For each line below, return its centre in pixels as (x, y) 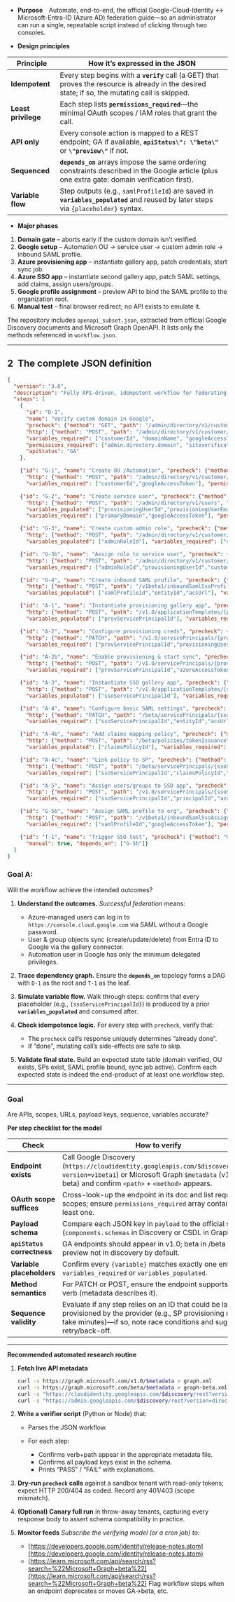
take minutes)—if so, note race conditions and (138, 1321)
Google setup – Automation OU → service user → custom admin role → (120, 247)
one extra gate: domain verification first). (127, 180)
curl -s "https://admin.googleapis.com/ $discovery (93, 1401)
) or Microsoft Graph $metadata (166, 1174)
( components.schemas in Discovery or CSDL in (136, 1232)
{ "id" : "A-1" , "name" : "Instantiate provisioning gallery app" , (115, 606)
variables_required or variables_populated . (135, 1272)
